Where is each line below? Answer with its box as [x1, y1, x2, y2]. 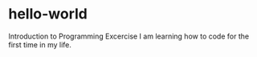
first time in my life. [8, 39, 72, 49]
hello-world [8, 5, 88, 23]
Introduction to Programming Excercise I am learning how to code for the [8, 31, 250, 41]
